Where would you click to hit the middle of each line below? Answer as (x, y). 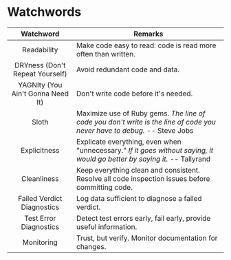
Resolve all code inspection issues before (143, 178)
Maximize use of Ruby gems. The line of (141, 113)
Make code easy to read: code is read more (146, 45)
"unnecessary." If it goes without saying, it (145, 150)
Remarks (148, 34)
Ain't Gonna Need (40, 94)
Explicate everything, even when (129, 142)
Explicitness (40, 150)
